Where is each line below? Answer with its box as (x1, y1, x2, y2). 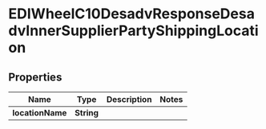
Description (106, 94, 152, 104)
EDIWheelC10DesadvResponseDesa (8, 5, 255, 23)
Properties (8, 70, 62, 84)
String (75, 107, 99, 118)
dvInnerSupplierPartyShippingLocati (8, 21, 259, 40)
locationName (12, 107, 67, 118)
